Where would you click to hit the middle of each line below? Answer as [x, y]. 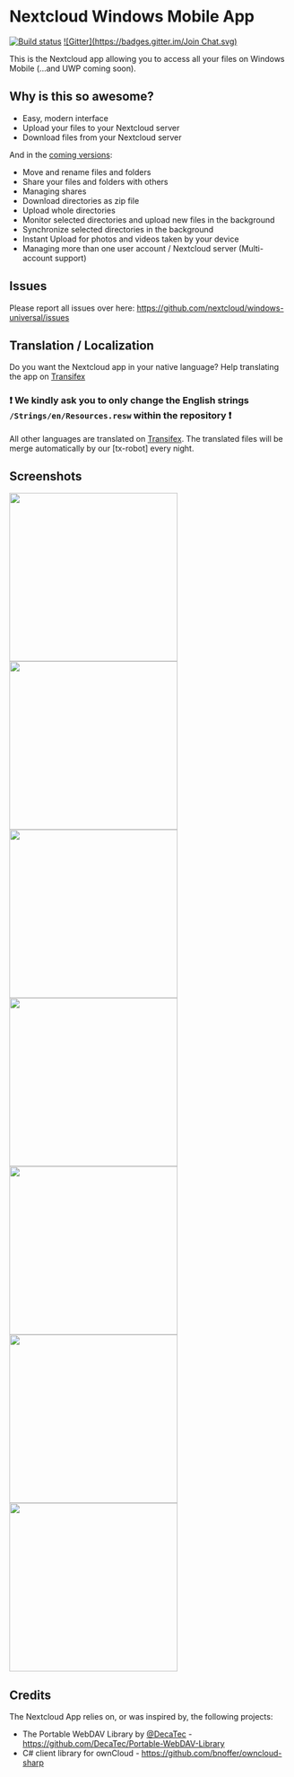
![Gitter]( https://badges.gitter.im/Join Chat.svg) [150, 41]
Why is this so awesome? [82, 97]
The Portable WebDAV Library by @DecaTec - [107, 1734]
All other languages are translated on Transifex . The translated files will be [147, 438]
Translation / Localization [82, 345]
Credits [30, 1695]
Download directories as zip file [81, 200]
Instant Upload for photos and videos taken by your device [130, 239]
